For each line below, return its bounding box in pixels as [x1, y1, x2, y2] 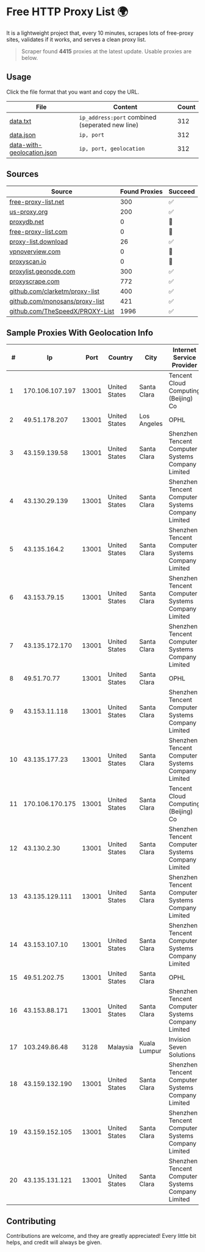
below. [21, 54, 38, 61]
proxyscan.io [9, 257, 47, 266]
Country [108, 353, 133, 362]
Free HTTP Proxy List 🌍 [6, 5, 129, 19]
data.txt [9, 117, 32, 125]
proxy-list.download [9, 237, 68, 245]
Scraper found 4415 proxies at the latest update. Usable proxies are [21, 47, 192, 55]
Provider [171, 361, 198, 370]
